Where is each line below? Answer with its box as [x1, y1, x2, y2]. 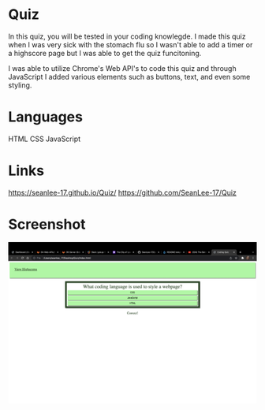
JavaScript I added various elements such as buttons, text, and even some [8, 72, 251, 81]
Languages [8, 108, 83, 126]
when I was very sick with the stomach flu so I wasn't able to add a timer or [8, 39, 253, 49]
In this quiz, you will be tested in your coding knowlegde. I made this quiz [8, 32, 246, 41]
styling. [8, 80, 32, 90]
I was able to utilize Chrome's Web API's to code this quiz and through [8, 63, 237, 73]
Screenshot [8, 215, 86, 233]
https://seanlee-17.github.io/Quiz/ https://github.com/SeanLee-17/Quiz [8, 188, 237, 197]
